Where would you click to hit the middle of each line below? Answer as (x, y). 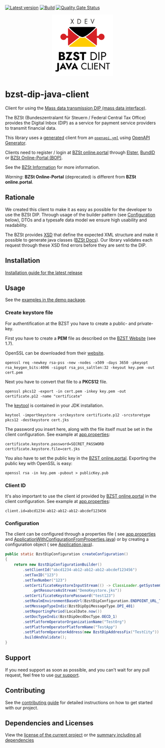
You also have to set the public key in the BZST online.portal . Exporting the (81, 458)
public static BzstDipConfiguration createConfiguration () (67, 554)
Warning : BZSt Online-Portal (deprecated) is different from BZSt (71, 177)
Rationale (20, 197)
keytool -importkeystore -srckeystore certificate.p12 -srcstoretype (78, 415)
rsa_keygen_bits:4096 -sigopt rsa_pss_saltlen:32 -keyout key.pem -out (80, 367)
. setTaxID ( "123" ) (40, 575)
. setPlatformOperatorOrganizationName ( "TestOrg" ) (74, 622)
